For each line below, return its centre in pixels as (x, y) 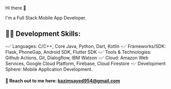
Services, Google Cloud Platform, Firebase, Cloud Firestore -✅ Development (86, 63)
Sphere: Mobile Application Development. (49, 69)
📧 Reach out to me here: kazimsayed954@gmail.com (63, 81)
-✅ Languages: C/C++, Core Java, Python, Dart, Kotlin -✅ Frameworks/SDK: (86, 46)
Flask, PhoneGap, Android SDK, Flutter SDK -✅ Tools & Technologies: (78, 52)
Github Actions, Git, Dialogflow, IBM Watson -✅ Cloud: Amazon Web (77, 58)
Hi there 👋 (16, 8)
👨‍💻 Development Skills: (43, 34)
